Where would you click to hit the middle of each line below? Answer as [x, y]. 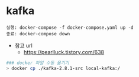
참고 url [23, 45]
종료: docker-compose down [38, 34]
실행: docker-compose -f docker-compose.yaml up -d [70, 28]
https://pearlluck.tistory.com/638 [64, 52]
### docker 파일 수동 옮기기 [38, 63]
